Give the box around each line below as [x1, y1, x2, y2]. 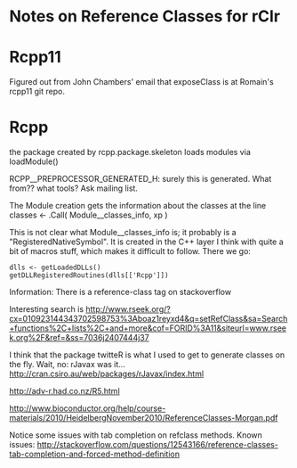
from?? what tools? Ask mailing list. [9, 183, 138, 193]
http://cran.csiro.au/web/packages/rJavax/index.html [9, 368, 205, 380]
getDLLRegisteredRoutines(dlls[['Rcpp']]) [9, 271, 169, 280]
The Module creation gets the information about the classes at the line [9, 201, 267, 211]
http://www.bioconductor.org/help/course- [9, 403, 166, 414]
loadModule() [9, 156, 60, 167]
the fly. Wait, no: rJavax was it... [9, 359, 126, 370]
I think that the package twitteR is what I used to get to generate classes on [9, 349, 285, 360]
